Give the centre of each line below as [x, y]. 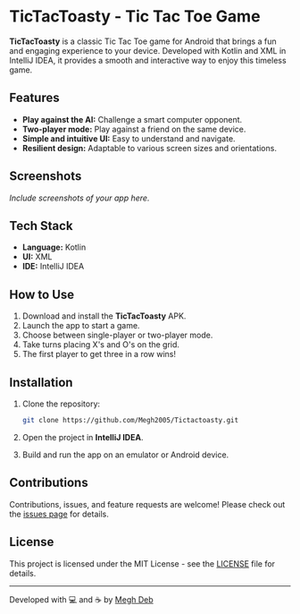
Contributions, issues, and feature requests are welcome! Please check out [147, 504]
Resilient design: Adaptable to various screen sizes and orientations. [149, 148]
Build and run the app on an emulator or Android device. [125, 455]
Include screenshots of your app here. [79, 198]
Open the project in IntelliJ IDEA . [83, 437]
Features [34, 98]
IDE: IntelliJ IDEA [53, 267]
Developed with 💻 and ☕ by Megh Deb [81, 599]
